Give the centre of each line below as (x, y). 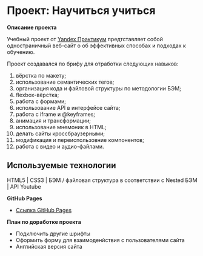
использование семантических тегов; (65, 82)
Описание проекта (32, 27)
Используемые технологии (62, 165)
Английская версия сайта (49, 246)
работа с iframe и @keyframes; (55, 114)
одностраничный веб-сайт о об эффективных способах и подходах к (97, 45)
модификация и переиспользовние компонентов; (80, 140)
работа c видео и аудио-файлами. (60, 146)
